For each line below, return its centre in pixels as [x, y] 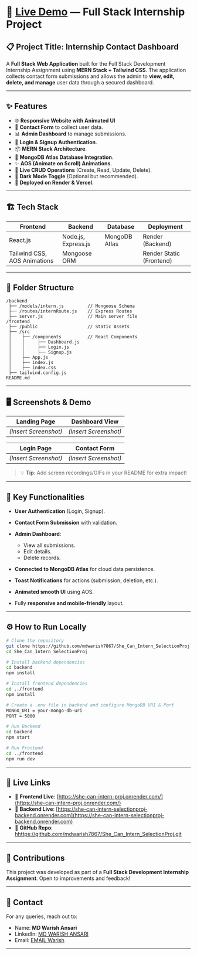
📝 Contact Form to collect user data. [59, 127]
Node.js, [74, 236]
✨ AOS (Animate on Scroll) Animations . [63, 163]
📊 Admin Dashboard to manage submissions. [70, 134]
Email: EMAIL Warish [39, 940]
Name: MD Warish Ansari [46, 928]
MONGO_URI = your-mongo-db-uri [44, 711]
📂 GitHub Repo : [33, 828]
